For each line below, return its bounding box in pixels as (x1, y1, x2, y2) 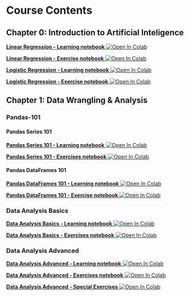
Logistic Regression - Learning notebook (6, 66, 109, 74)
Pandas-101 (6, 113, 41, 121)
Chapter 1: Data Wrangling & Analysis (6, 95, 148, 105)
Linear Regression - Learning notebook (6, 43, 105, 50)
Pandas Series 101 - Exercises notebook (6, 153, 107, 160)
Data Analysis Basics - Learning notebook (6, 220, 113, 227)
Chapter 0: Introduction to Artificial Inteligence (6, 28, 184, 38)
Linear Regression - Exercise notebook (6, 55, 104, 62)
